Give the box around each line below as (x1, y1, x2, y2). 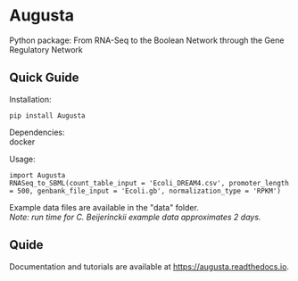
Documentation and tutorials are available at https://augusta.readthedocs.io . (9, 260, 290, 272)
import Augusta (9, 170, 66, 179)
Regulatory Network (9, 44, 83, 54)
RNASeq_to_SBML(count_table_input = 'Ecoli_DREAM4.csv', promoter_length (9, 178, 290, 187)
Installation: (9, 94, 52, 104)
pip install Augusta (9, 111, 87, 120)
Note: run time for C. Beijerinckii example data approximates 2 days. (9, 211, 261, 222)
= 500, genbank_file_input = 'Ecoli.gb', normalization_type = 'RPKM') (9, 186, 281, 195)
